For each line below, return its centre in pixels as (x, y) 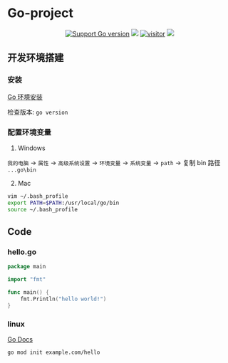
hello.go (22, 252)
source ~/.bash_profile (43, 209)
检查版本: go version (38, 112)
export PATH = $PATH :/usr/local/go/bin (63, 203)
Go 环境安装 (25, 97)
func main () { (28, 292)
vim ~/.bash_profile (38, 196)
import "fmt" (27, 280)
